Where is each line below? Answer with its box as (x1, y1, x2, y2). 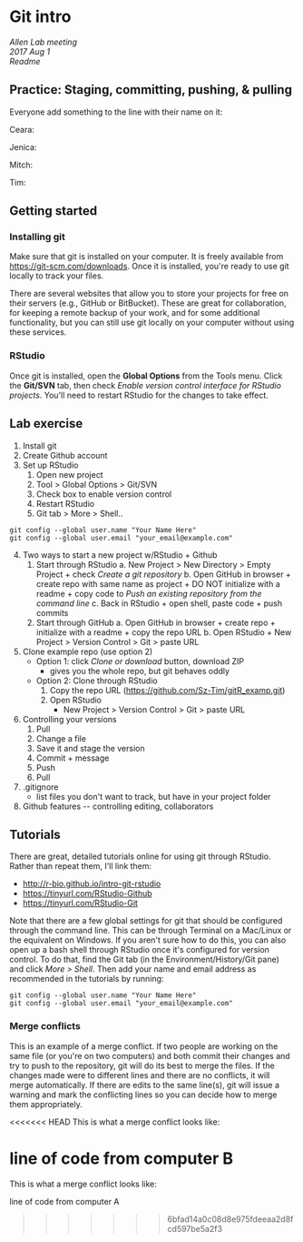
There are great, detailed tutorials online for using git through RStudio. (9, 851, 271, 862)
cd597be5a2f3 (167, 1223, 223, 1234)
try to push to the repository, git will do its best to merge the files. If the (9, 1060, 275, 1071)
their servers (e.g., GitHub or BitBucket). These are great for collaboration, (9, 298, 288, 308)
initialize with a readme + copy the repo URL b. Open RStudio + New (35, 626, 292, 638)
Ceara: (9, 124, 34, 135)
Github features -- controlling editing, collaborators (22, 801, 214, 812)
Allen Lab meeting (9, 36, 77, 47)
